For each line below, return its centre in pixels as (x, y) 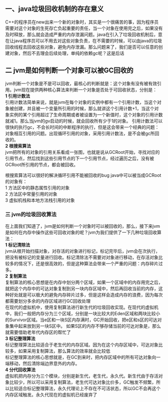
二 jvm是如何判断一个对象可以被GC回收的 (69, 71)
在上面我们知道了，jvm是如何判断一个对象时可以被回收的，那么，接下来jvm (83, 226)
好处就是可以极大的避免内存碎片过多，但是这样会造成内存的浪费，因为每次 (86, 295)
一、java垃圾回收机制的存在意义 (54, 9)
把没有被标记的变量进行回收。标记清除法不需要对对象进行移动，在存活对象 (82, 257)
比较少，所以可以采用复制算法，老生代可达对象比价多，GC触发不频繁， (83, 382)
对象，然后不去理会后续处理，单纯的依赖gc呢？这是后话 (67, 53)
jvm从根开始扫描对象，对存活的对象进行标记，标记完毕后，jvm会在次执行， (83, 251)
